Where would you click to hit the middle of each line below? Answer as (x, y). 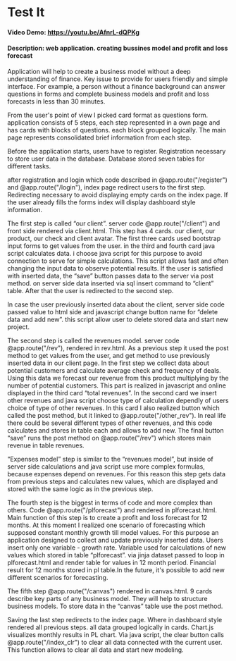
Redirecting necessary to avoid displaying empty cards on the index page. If (118, 194)
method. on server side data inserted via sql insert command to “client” (111, 283)
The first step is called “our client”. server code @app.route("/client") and (114, 223)
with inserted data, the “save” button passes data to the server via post (110, 276)
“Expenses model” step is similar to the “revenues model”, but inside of (110, 459)
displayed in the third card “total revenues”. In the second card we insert (112, 393)
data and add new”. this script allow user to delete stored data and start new (118, 319)
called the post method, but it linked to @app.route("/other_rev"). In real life (117, 415)
